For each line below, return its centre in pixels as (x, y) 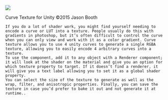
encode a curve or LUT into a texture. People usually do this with (79, 31)
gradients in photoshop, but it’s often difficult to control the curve (84, 36)
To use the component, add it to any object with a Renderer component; (84, 58)
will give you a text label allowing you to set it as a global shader (83, 71)
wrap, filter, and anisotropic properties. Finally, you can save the (82, 84)
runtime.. (16, 93)
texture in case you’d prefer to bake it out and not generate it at (81, 89)
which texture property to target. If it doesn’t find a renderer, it (82, 66)
